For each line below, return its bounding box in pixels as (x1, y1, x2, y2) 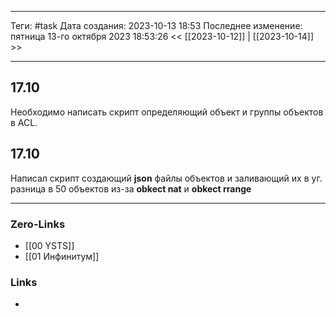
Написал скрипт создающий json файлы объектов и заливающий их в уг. (10, 172, 323, 184)
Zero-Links (10, 217, 66, 231)
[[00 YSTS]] (24, 239, 75, 251)
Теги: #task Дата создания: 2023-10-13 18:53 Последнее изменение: (10, 20, 303, 31)
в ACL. (10, 116, 38, 128)
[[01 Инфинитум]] (24, 250, 100, 262)
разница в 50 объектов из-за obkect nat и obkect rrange (10, 182, 252, 195)
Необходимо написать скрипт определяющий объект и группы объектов (10, 106, 324, 118)
